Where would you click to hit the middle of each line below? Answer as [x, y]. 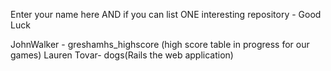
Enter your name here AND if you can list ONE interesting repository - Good [166, 14]
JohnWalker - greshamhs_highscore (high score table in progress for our [160, 44]
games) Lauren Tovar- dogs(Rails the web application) [122, 55]
